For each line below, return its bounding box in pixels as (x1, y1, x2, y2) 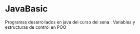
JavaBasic (5, 3, 48, 14)
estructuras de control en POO (5, 24, 67, 30)
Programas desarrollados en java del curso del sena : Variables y (5, 19, 136, 25)
